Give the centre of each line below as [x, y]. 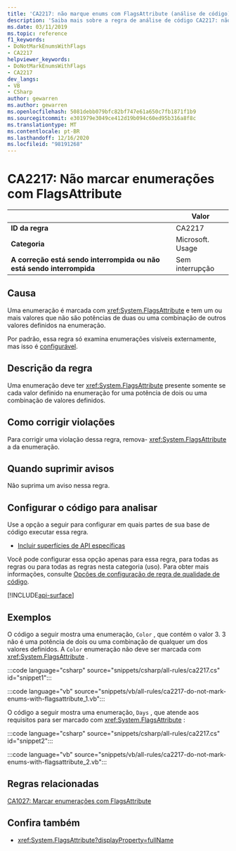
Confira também [44, 823]
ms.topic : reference [38, 33]
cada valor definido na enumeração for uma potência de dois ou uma [107, 392]
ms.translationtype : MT [42, 125]
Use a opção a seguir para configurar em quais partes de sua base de [109, 525]
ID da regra [30, 228]
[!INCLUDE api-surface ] [41, 595]
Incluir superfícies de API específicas [71, 546]
